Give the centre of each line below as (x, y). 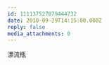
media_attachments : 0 (39, 34)
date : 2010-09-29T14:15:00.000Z (54, 20)
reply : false (26, 27)
